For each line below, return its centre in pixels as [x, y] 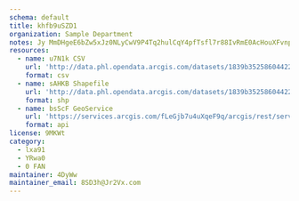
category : [28, 141]
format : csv [47, 76]
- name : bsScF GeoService [65, 109]
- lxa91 [32, 149]
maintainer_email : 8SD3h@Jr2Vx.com [75, 183]
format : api [47, 125]
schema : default [39, 17]
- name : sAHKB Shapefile [63, 84]
